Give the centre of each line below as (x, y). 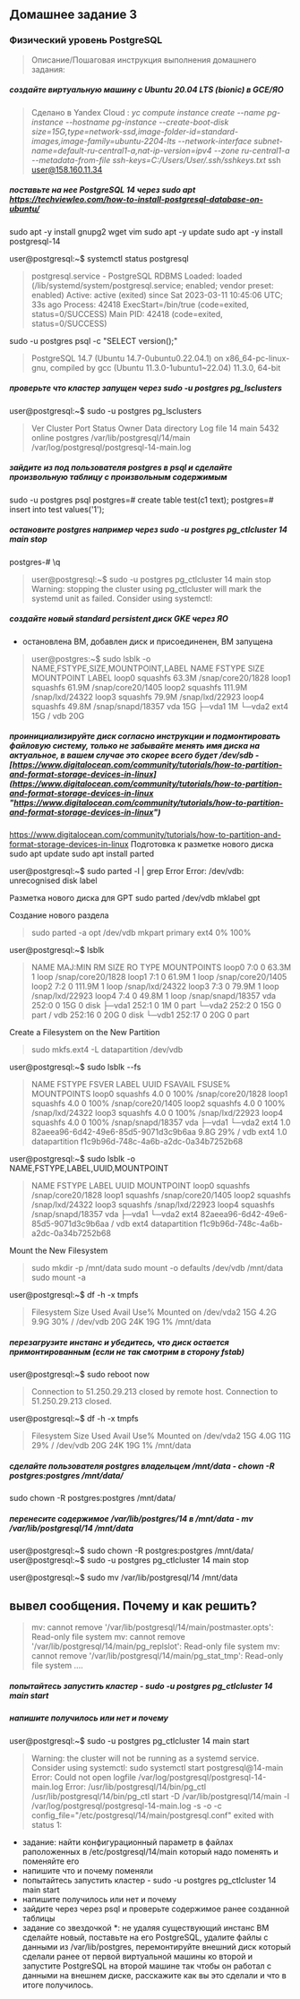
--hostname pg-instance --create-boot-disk (147, 122)
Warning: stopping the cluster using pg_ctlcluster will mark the (146, 588)
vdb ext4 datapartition (157, 1224)
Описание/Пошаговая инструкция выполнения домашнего (144, 60)
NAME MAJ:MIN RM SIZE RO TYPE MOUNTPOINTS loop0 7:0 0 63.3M (161, 967)
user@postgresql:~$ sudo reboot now (80, 1375)
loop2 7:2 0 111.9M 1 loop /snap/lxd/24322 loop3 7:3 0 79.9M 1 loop (155, 987)
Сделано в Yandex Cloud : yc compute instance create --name (148, 112)
